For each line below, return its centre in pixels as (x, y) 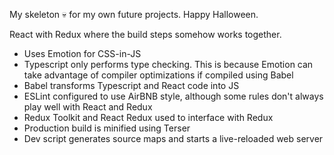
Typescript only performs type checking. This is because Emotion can (168, 64)
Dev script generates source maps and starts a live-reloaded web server (173, 138)
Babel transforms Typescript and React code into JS (131, 85)
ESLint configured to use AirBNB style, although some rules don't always (173, 96)
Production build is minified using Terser (107, 128)
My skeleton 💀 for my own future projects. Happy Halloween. (134, 14)
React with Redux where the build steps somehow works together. (145, 34)
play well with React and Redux (88, 107)
